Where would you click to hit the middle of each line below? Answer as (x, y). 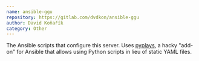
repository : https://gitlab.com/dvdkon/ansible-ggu (73, 17)
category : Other (27, 28)
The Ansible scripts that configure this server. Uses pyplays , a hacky (92, 45)
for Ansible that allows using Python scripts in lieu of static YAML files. (104, 52)
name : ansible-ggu (29, 12)
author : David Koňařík (35, 23)
